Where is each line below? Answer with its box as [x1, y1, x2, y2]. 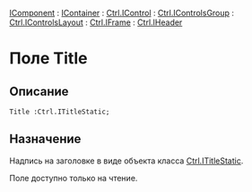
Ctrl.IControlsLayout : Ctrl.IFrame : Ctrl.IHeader [9, 17, 183, 28]
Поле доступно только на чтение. [9, 172, 138, 183]
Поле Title [9, 48, 88, 69]
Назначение [9, 131, 82, 146]
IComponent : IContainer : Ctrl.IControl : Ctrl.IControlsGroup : [9, 8, 235, 18]
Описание [9, 84, 69, 99]
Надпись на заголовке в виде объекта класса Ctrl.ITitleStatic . [9, 155, 244, 166]
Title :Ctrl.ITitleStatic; [9, 107, 110, 116]
